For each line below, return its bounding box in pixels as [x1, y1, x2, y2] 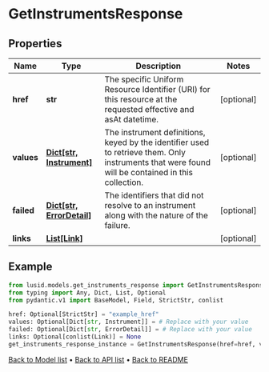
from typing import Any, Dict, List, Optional [8, 289, 167, 297]
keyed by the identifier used [104, 137, 210, 148]
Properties [8, 37, 62, 50]
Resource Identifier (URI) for [104, 84, 211, 94]
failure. [104, 220, 130, 230]
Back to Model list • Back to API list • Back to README [8, 354, 188, 364]
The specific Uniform [104, 74, 184, 85]
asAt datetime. [104, 114, 159, 125]
